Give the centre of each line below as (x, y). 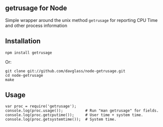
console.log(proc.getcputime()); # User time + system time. (74, 115)
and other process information (36, 25)
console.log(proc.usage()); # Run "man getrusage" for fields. (82, 111)
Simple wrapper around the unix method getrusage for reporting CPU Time (81, 20)
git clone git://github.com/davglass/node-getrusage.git (65, 71)
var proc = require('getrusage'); (41, 107)
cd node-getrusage (24, 75)
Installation (23, 41)
